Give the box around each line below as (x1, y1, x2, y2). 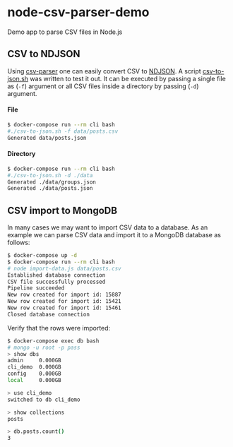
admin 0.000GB (7, 357, 61, 364)
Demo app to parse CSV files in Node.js (7, 28, 123, 36)
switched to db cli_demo (7, 396, 80, 403)
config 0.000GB (7, 370, 61, 378)
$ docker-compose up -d (7, 252, 78, 259)
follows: (7, 238, 30, 247)
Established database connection (7, 271, 106, 279)
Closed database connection (7, 311, 90, 318)
